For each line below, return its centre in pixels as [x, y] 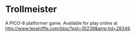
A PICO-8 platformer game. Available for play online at [61, 23]
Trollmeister [31, 9]
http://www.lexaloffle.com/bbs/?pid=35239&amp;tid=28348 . [68, 28]
